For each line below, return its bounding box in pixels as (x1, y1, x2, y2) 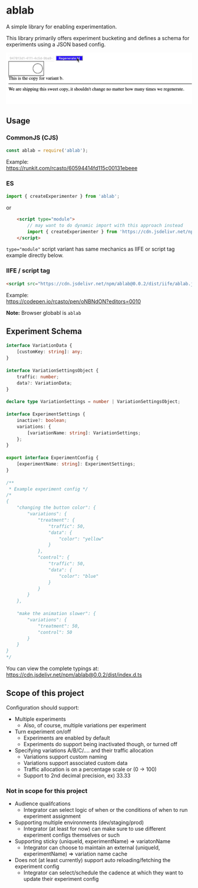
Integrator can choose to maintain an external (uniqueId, (23, 844, 160, 851)
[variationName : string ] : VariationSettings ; (27, 430, 141, 436)
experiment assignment (23, 813, 81, 820)
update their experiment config (23, 876, 99, 883)
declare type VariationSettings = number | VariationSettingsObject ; (6, 399, 181, 405)
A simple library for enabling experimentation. (6, 23, 117, 30)
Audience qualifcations (14, 800, 71, 807)
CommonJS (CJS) (6, 134, 59, 142)
